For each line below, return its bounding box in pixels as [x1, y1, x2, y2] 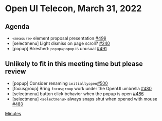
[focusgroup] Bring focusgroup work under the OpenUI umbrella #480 [12, 85, 152, 91]
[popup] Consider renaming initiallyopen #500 [12, 80, 108, 86]
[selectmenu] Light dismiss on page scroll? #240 [12, 40, 110, 46]
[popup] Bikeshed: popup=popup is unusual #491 [12, 46, 107, 51]
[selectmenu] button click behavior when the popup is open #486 [12, 91, 144, 97]
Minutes [5, 110, 21, 116]
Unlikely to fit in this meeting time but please [5, 60, 143, 68]
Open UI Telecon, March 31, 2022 [5, 3, 142, 14]
